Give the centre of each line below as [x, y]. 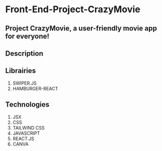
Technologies [28, 105]
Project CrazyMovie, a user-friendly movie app [81, 28]
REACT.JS [23, 138]
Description [24, 53]
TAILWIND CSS [29, 128]
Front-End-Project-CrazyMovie [73, 9]
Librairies [21, 71]
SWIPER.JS [24, 83]
